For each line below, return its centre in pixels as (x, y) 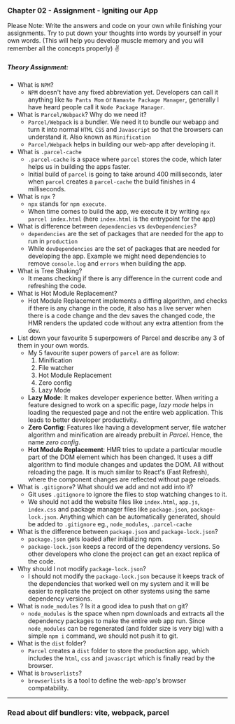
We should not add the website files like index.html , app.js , (114, 502)
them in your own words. (53, 346)
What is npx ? (36, 197)
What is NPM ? (35, 85)
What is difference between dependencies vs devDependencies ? (107, 226)
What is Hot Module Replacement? (67, 294)
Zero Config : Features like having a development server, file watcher (127, 428)
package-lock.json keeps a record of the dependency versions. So (124, 547)
